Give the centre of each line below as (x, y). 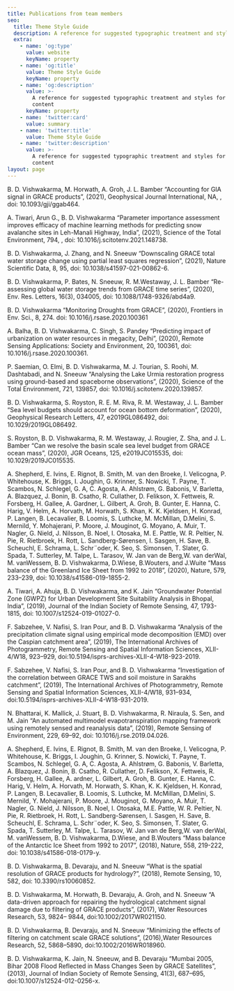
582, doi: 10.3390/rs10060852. (52, 881)
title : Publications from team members (65, 14)
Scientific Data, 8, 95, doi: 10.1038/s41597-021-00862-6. (88, 268)
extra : (23, 40)
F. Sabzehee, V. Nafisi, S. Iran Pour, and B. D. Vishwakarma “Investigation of (116, 670)
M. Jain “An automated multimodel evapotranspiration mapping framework (114, 720)
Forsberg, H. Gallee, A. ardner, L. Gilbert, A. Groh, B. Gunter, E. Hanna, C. (111, 778)
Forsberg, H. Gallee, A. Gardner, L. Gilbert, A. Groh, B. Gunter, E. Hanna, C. (114, 504)
